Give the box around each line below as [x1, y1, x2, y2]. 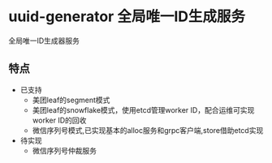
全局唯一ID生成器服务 [8, 36, 80, 45]
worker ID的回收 [32, 115, 87, 125]
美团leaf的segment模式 [32, 95, 110, 105]
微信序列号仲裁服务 [32, 145, 97, 155]
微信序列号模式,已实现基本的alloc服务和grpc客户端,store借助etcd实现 [32, 125, 264, 135]
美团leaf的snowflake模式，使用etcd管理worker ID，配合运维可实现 [32, 105, 255, 114]
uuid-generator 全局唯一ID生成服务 [8, 7, 246, 26]
